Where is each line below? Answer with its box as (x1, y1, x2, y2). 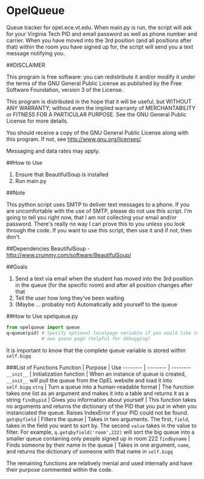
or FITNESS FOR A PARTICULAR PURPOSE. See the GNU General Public (6, 111, 187, 118)
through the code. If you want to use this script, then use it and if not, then (6, 226, 192, 234)
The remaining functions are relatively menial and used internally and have (6, 460, 192, 467)
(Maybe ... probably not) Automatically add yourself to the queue (15, 300, 177, 308)
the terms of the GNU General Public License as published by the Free (6, 80, 182, 87)
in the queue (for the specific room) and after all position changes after (15, 281, 193, 289)
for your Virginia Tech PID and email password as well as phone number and (6, 30, 197, 37)
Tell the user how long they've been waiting (15, 294, 124, 302)
